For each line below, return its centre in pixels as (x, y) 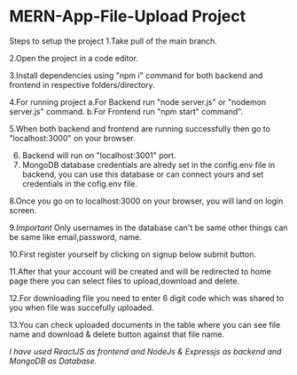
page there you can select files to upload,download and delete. (125, 281)
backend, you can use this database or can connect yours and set (143, 174)
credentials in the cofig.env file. (79, 183)
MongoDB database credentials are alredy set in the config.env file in (148, 164)
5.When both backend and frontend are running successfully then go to (140, 128)
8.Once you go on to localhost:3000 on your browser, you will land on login (146, 201)
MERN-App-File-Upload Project (128, 16)
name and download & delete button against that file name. (117, 334)
